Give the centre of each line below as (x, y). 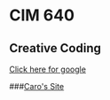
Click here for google (48, 69)
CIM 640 (42, 15)
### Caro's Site (37, 86)
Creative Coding (55, 48)
